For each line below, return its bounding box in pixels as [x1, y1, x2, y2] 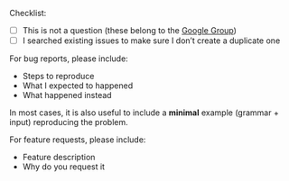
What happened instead [22, 90, 112, 101]
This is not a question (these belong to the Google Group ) [22, 25, 238, 35]
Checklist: [9, 8, 47, 18]
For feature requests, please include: [9, 134, 146, 145]
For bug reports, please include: [9, 53, 128, 64]
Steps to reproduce [22, 71, 95, 82]
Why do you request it [22, 161, 106, 172]
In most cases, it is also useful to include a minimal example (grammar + [9, 107, 280, 118]
